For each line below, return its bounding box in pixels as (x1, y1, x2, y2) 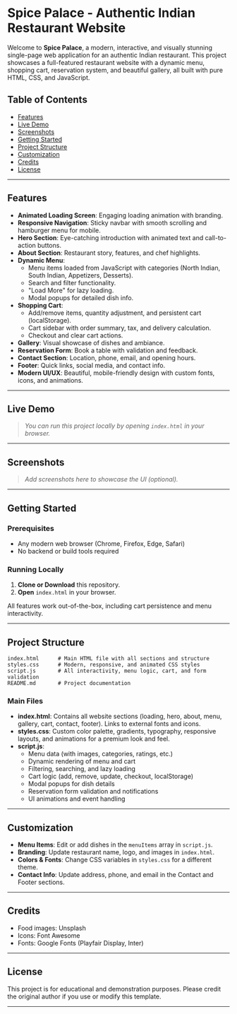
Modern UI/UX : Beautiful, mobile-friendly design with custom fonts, (17, 369, 215, 377)
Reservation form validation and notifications (28, 787, 159, 796)
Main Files (7, 696, 44, 705)
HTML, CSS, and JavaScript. (7, 73, 90, 82)
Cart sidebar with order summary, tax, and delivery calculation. (28, 323, 212, 332)
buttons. (37, 241, 62, 249)
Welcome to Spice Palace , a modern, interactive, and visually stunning (7, 43, 213, 52)
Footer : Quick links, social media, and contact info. (17, 361, 166, 369)
